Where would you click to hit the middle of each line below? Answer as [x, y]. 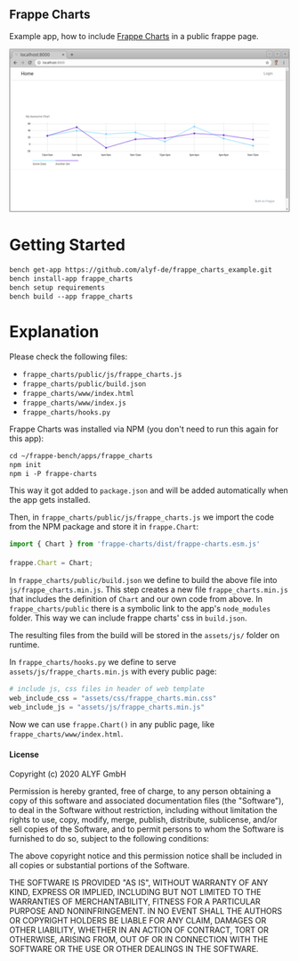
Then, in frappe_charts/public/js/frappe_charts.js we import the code [141, 517]
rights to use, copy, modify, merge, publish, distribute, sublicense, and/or [143, 820]
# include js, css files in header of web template [107, 689]
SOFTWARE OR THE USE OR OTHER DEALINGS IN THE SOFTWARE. [134, 949]
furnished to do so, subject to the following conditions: [109, 839]
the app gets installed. [50, 500]
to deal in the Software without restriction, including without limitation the [143, 810]
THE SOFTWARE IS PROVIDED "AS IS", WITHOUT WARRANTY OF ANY [139, 883]
